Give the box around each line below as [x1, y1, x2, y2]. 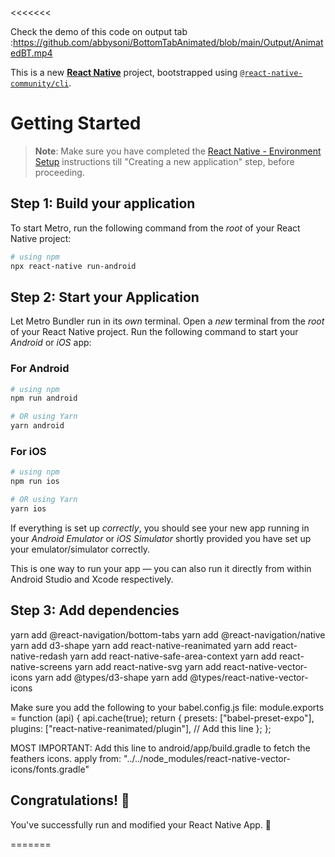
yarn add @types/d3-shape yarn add [34, 671, 188, 683]
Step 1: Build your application [10, 195, 196, 212]
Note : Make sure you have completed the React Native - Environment [34, 145, 322, 157]
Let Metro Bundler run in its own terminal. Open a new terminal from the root [10, 315, 325, 327]
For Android [10, 362, 70, 376]
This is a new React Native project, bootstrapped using [10, 67, 238, 78]
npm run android [10, 393, 78, 404]
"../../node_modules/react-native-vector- [123, 752, 291, 764]
